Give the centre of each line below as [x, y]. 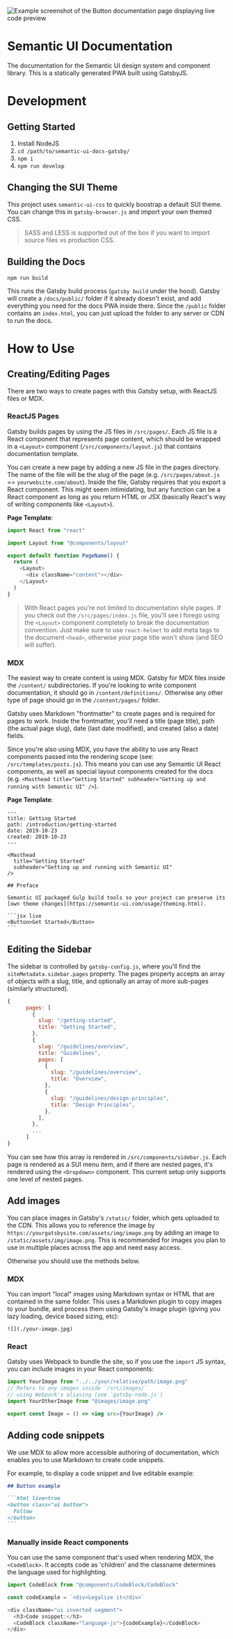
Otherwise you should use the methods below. [74, 1261]
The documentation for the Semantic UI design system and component [109, 65]
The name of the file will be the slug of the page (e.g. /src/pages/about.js [114, 474]
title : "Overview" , [79, 1079]
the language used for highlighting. [57, 1572]
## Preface [23, 886]
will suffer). [40, 645]
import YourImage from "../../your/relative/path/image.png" [98, 1382]
